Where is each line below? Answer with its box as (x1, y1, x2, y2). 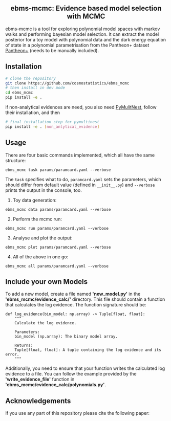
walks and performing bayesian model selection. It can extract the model (5, 31, 159, 37)
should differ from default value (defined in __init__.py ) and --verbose (5, 182, 155, 188)
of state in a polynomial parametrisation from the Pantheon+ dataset (5, 42, 149, 48)
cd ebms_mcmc (5, 90, 33, 95)
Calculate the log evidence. (14, 321, 77, 326)
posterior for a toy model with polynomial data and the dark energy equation (5, 36, 166, 42)
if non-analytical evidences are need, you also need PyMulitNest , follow (5, 104, 157, 110)
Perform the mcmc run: (12, 216, 62, 222)
